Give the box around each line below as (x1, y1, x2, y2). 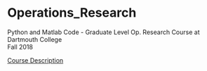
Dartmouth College (7, 35, 62, 43)
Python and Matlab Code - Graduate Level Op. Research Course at (7, 28, 200, 36)
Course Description (7, 56, 64, 64)
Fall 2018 (7, 42, 34, 51)
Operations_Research (7, 5, 137, 21)
